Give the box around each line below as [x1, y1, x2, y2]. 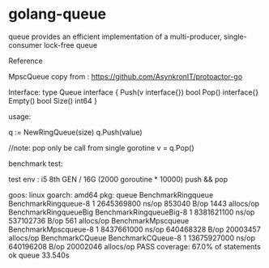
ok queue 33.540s [8, 250, 70, 260]
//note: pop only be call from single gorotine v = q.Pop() [8, 143, 194, 152]
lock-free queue [43, 40, 98, 49]
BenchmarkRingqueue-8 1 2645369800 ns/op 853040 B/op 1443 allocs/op [8, 198, 260, 208]
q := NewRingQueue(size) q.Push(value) [8, 127, 143, 137]
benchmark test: [8, 159, 63, 168]
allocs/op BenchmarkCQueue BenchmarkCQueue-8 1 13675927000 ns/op [8, 232, 256, 243]
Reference [8, 56, 43, 66]
